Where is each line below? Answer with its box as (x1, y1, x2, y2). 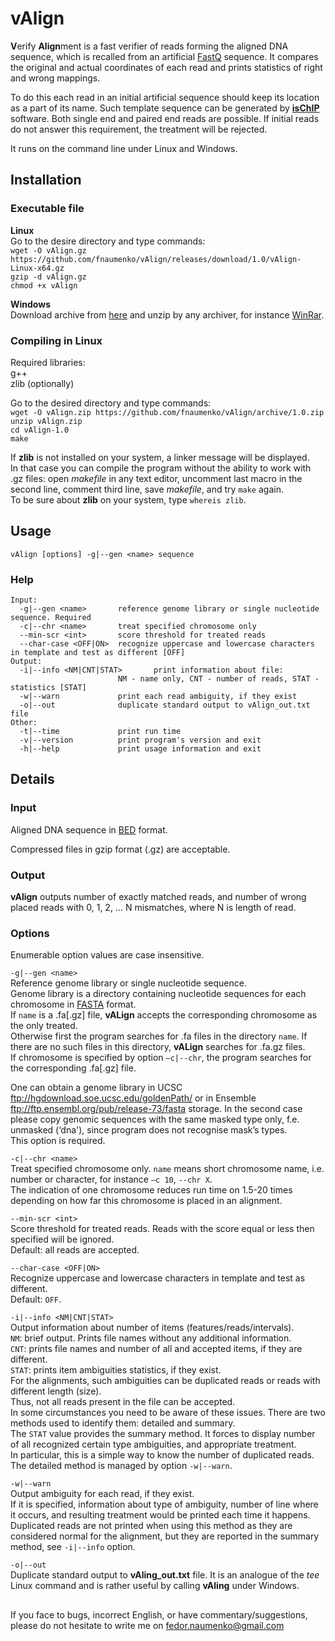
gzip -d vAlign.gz (10, 272, 87, 282)
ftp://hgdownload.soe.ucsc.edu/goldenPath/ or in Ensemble (10, 1092, 257, 1104)
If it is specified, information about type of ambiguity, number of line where (10, 1498, 319, 1511)
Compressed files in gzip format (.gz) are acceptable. (10, 843, 231, 855)
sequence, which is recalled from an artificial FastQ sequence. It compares (10, 50, 319, 62)
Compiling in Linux (10, 333, 103, 347)
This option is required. (10, 1135, 106, 1147)
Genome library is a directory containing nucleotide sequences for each (10, 988, 307, 1000)
